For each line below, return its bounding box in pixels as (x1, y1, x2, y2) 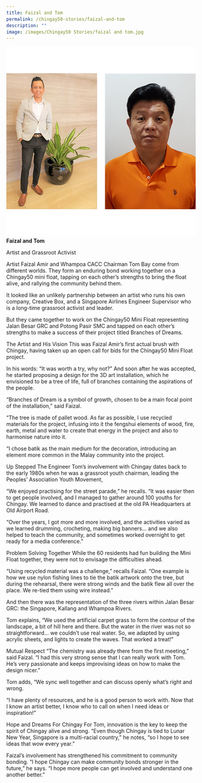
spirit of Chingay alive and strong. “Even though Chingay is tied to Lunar (6, 728, 185, 735)
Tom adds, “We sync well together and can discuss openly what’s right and (6, 679, 192, 686)
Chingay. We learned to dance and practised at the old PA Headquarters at (6, 501, 191, 508)
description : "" (6, 22, 47, 28)
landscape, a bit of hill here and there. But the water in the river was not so (6, 623, 191, 630)
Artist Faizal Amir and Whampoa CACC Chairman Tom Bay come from (6, 261, 179, 268)
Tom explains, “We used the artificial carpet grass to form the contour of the (6, 617, 195, 624)
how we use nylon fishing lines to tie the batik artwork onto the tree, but (6, 574, 185, 582)
